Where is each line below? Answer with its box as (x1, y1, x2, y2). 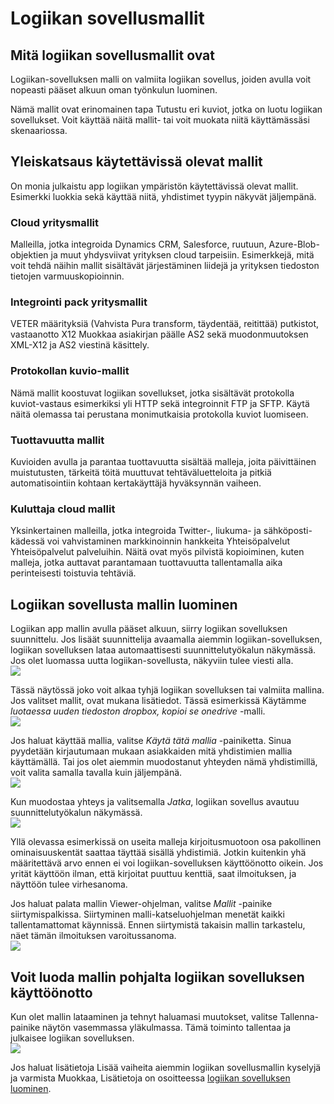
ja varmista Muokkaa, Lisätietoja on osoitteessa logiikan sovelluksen (10, 1072, 291, 1084)
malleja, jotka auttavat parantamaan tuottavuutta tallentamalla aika (10, 557, 283, 569)
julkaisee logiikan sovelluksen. (10, 1032, 135, 1044)
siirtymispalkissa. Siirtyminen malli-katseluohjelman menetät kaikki (10, 908, 285, 921)
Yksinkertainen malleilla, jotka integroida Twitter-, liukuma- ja (10, 525, 262, 537)
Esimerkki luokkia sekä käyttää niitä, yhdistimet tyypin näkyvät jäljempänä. (10, 190, 317, 202)
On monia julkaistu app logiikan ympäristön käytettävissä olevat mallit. (10, 180, 299, 192)
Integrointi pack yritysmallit (10, 295, 148, 309)
